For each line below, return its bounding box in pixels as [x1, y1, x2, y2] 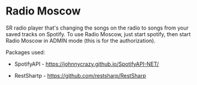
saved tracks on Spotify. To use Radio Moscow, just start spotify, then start [5, 30, 191, 37]
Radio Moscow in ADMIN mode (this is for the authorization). [5, 37, 156, 44]
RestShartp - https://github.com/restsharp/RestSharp [14, 72, 147, 79]
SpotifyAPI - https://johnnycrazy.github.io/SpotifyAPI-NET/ [14, 60, 159, 68]
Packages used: [5, 48, 46, 55]
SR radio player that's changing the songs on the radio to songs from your [5, 24, 189, 31]
